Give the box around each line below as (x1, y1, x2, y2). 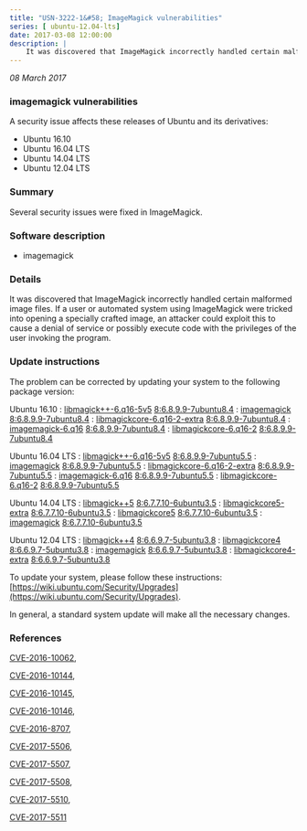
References (9, 632, 62, 645)
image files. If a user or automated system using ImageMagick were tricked (9, 304, 293, 314)
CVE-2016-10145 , (9, 687, 75, 698)
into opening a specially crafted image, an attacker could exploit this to (9, 313, 276, 325)
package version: (9, 386, 75, 397)
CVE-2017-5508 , (9, 776, 73, 787)
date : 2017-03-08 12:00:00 (9, 30, 112, 39)
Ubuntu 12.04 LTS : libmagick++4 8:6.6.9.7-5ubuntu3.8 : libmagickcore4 (9, 534, 281, 545)
